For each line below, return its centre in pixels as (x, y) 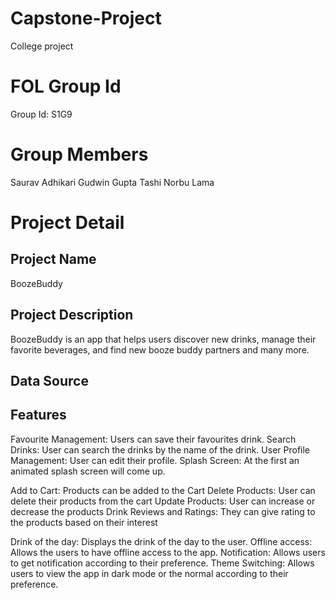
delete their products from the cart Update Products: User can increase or (163, 501)
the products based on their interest (84, 522)
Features (38, 415)
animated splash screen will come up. (88, 471)
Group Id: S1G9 (41, 114)
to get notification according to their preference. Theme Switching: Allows (162, 563)
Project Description (72, 315)
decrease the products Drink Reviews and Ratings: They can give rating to (163, 511)
